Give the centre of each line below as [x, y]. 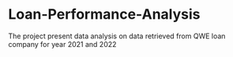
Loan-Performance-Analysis [104, 14]
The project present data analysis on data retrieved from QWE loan [117, 36]
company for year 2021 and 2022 [62, 44]
